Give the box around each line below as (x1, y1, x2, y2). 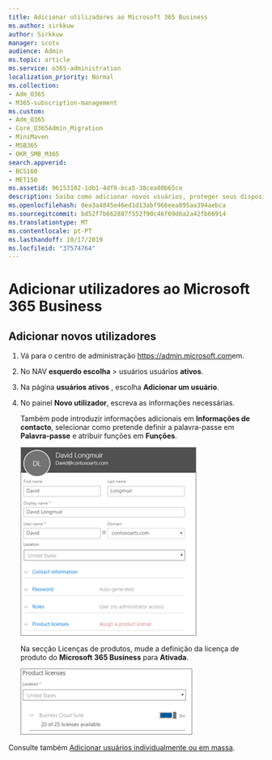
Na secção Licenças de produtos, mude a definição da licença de (19, 644, 240, 654)
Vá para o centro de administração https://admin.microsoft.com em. (19, 351, 244, 361)
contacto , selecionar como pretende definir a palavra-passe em (19, 423, 235, 432)
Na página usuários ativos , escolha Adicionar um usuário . (19, 382, 220, 393)
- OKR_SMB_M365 (8, 150, 60, 158)
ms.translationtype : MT (8, 218, 89, 226)
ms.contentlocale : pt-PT (8, 227, 92, 235)
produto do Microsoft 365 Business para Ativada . (19, 653, 189, 663)
